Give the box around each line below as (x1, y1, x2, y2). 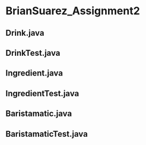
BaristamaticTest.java (5, 129, 88, 139)
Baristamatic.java (5, 109, 72, 119)
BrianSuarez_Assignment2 (5, 4, 140, 18)
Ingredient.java (5, 68, 64, 78)
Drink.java (5, 28, 45, 38)
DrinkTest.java (5, 48, 61, 58)
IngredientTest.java (5, 88, 80, 99)
